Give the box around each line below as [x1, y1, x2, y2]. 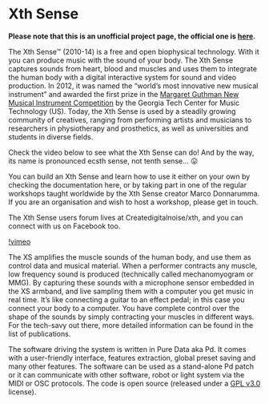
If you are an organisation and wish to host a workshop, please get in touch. [8, 197, 259, 207]
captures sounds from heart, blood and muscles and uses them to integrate [8, 63, 258, 73]
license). [8, 386, 37, 397]
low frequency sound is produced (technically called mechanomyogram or [8, 269, 254, 279]
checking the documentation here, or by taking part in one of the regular [8, 180, 247, 189]
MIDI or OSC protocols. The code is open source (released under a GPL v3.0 [8, 378, 261, 388]
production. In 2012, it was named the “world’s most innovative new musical [8, 81, 259, 91]
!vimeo [8, 236, 31, 246]
